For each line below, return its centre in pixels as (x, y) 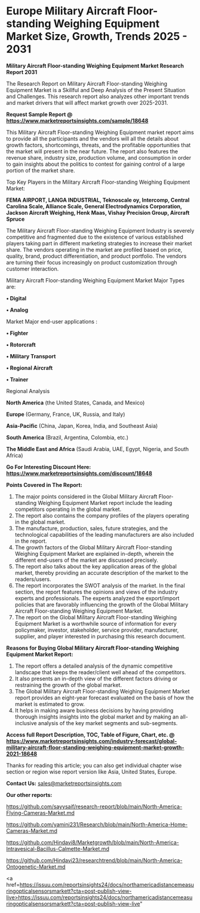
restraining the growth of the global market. (68, 685)
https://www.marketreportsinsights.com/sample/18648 (77, 120)
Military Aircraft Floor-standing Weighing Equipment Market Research (95, 66)
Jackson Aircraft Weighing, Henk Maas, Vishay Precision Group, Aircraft (98, 212)
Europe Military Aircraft (66, 11)
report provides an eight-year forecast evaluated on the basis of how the (104, 698)
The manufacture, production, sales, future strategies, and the (91, 528)
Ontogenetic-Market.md (36, 866)
